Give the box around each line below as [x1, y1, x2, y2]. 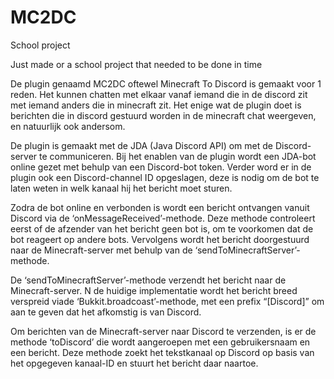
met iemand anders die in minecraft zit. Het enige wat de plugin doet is [10, 99, 302, 111]
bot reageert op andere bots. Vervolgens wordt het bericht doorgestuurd [10, 233, 310, 245]
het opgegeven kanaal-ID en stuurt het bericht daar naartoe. [10, 357, 259, 369]
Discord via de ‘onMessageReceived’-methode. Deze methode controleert [10, 212, 316, 224]
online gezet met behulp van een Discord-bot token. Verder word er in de [10, 161, 312, 173]
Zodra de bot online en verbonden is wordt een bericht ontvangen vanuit [10, 201, 310, 213]
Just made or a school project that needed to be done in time [10, 58, 263, 70]
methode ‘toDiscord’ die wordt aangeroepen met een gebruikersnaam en [10, 336, 311, 348]
